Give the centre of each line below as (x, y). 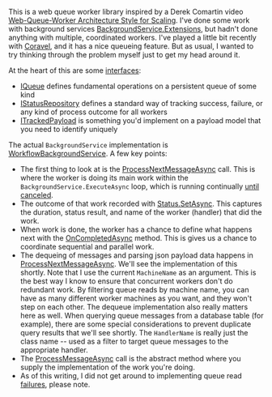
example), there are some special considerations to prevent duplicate (136, 324)
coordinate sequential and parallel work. (87, 247)
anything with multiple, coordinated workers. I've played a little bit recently (132, 37)
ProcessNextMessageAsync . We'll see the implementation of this (129, 264)
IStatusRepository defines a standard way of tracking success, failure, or (141, 103)
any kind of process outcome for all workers (93, 112)
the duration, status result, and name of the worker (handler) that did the (141, 212)
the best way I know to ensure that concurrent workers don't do (126, 281)
